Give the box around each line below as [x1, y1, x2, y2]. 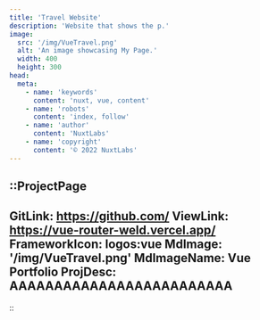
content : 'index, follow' [32, 112, 130, 121]
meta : [17, 79, 38, 88]
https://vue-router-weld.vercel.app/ [9, 223, 216, 238]
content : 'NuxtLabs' [32, 129, 110, 138]
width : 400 [17, 54, 58, 63]
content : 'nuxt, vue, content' [32, 95, 150, 105]
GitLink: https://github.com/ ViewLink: [9, 209, 230, 224]
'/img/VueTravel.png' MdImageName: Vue [9, 250, 252, 266]
